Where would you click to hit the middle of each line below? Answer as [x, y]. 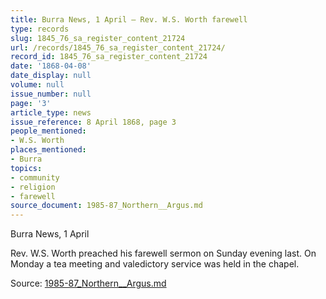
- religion [33, 187]
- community [35, 177]
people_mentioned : [48, 131]
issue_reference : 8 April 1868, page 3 [93, 122]
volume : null [37, 85]
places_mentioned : [48, 150]
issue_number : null [51, 94]
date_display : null [51, 76]
